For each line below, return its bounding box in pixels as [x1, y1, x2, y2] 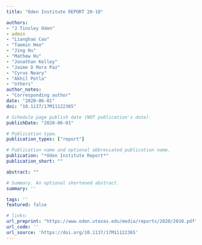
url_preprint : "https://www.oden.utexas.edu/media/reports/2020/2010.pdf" [6, 219, 198, 225]
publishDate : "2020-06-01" [6, 119, 74, 126]
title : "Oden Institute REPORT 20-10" [6, 8, 103, 15]
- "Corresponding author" [6, 92, 71, 98]
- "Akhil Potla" [6, 76, 47, 82]
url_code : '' [6, 224, 39, 230]
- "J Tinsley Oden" [6, 25, 55, 31]
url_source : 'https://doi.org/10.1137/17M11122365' [6, 229, 138, 235]
